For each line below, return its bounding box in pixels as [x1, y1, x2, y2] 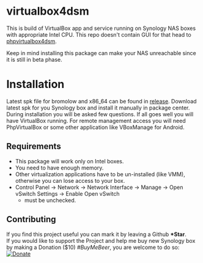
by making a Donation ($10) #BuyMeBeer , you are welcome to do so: [6, 243, 180, 251]
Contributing [6, 214, 56, 224]
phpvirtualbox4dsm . [6, 37, 57, 45]
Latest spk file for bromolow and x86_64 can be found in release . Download [6, 97, 197, 105]
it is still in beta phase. [6, 56, 62, 63]
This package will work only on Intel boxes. [15, 157, 124, 165]
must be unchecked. [24, 196, 76, 204]
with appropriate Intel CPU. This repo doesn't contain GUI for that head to [6, 31, 191, 38]
